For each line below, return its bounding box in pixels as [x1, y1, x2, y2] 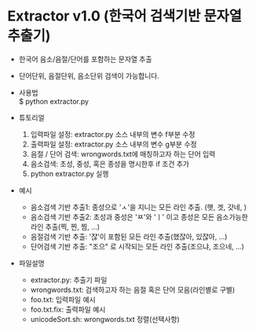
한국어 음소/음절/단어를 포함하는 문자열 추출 [18, 54, 152, 64]
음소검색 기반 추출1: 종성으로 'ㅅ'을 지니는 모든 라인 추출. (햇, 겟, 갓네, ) [30, 202, 247, 212]
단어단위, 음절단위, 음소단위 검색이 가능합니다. [18, 71, 160, 80]
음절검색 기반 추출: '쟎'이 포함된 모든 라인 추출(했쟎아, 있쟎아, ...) [30, 231, 228, 241]
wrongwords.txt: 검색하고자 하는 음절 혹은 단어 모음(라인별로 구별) [30, 285, 236, 294]
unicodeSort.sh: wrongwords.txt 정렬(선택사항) [30, 314, 180, 323]
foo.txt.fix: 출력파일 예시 [30, 304, 106, 314]
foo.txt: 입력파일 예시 [30, 294, 96, 304]
